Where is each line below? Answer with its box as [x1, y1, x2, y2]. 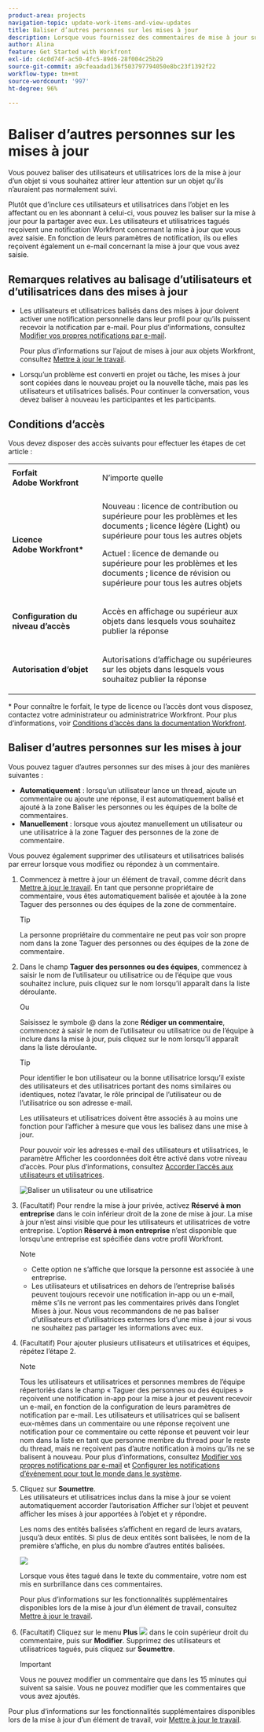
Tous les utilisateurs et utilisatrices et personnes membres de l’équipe [19, 1377, 246, 1386]
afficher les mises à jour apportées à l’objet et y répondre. [19, 1509, 207, 1518]
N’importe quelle [101, 472, 163, 483]
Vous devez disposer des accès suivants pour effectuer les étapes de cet [8, 438, 246, 448]
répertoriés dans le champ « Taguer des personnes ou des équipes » [19, 1385, 244, 1395]
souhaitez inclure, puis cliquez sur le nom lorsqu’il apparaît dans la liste [19, 978, 250, 988]
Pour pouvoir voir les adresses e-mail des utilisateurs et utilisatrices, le [19, 1145, 249, 1154]
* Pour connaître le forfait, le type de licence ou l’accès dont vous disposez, [8, 701, 254, 711]
